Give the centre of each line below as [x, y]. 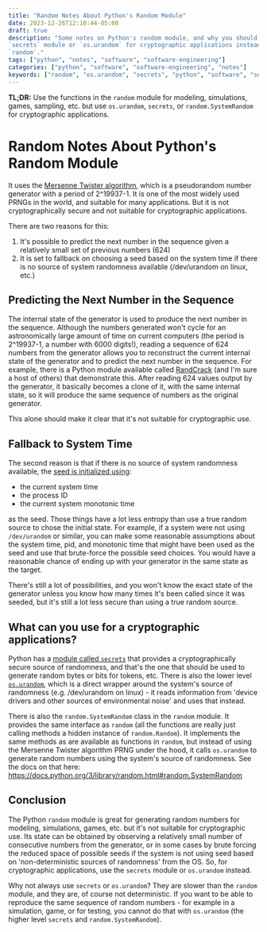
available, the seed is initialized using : [70, 472]
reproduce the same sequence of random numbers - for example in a [122, 902]
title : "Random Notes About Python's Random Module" [97, 15]
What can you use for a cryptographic [104, 627]
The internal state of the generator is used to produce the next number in [128, 319]
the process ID [44, 495]
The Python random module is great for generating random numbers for [124, 819]
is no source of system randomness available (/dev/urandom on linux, [134, 266]
